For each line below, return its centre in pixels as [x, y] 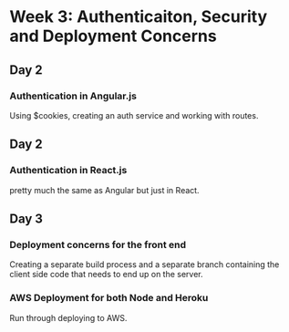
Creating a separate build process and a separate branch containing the [144, 265]
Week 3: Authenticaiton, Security [139, 17]
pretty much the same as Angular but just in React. [104, 190]
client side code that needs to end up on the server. [106, 275]
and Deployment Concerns [113, 36]
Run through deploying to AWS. [68, 317]
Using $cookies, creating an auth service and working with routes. [134, 115]
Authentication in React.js [68, 171]
